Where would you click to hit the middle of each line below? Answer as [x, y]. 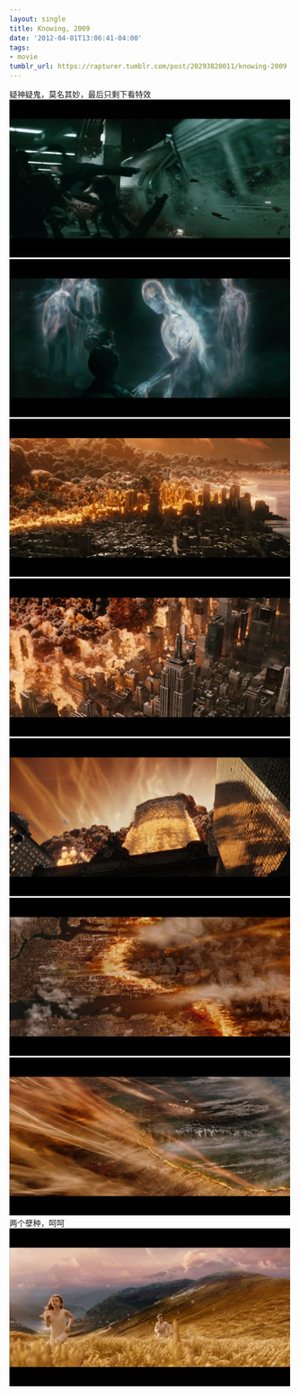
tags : [19, 48]
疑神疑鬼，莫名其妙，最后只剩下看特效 [80, 94]
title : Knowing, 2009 [50, 28]
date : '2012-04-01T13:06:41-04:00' [76, 38]
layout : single [38, 19]
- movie [24, 57]
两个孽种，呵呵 [37, 1223]
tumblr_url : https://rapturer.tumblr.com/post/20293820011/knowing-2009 [148, 67]
